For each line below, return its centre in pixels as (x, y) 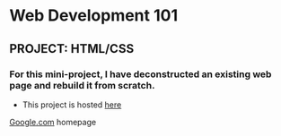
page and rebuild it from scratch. (82, 85)
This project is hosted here (72, 105)
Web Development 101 (93, 16)
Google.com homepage (53, 122)
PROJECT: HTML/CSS (72, 49)
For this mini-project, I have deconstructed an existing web (140, 74)
